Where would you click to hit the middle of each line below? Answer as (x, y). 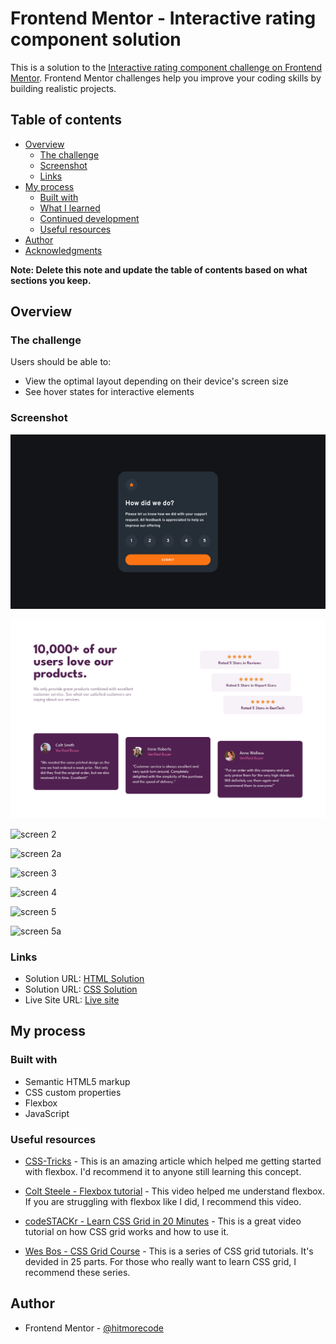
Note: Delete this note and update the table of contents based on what (159, 269)
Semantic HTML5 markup (77, 1081)
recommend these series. (77, 1273)
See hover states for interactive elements (109, 392)
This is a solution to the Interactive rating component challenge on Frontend (166, 67)
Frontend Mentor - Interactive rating (163, 18)
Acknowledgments (63, 250)
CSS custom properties (73, 1092)
